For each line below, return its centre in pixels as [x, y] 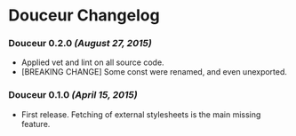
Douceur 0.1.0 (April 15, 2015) [73, 95]
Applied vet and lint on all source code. [93, 62]
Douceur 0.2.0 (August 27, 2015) [80, 44]
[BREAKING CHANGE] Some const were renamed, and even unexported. [154, 72]
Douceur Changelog [84, 16]
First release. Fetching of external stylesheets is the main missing [141, 114]
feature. [36, 124]
